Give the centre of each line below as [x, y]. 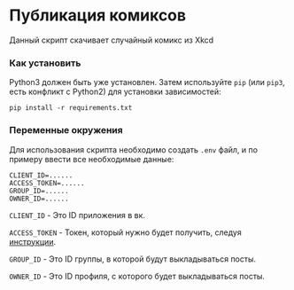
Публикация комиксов [98, 16]
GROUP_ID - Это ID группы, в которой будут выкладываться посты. [133, 259]
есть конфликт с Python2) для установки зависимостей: [115, 92]
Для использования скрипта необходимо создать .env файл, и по [134, 149]
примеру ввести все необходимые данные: [92, 159]
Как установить [45, 63]
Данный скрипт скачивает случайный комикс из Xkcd [112, 40]
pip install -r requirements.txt [71, 108]
